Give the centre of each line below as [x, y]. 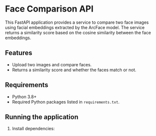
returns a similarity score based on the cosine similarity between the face [78, 32]
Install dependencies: [33, 129]
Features [19, 53]
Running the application [42, 117]
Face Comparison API [49, 9]
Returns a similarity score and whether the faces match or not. [74, 70]
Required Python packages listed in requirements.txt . [66, 102]
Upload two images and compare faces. [52, 64]
